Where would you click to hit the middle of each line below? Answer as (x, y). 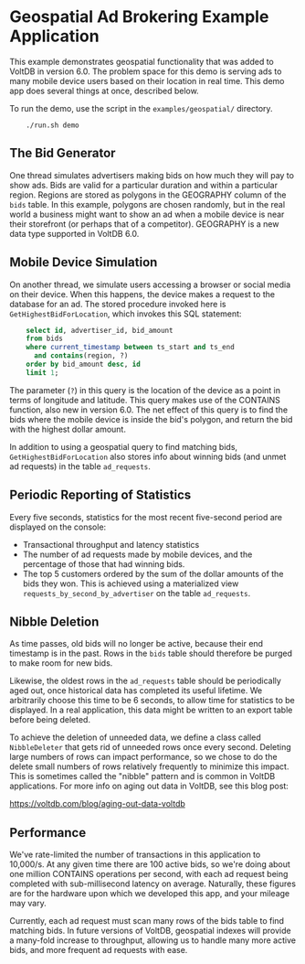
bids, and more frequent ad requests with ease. (99, 950)
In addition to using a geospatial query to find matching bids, (124, 446)
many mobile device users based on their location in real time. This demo (147, 80)
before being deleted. (50, 720)
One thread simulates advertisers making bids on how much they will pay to (152, 175)
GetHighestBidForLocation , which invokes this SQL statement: (126, 314)
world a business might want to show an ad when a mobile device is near (147, 214)
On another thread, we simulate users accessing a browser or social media (150, 284)
